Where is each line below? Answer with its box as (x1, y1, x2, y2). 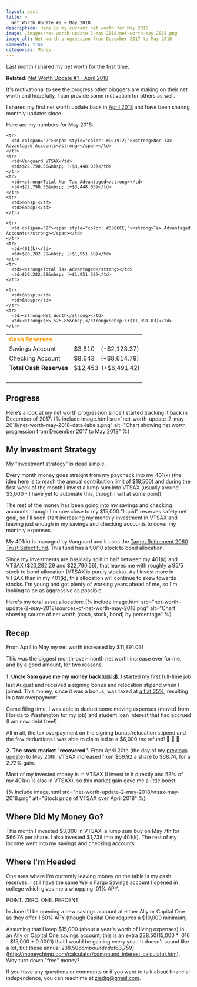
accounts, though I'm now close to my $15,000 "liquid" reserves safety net (6, 508, 187, 515)
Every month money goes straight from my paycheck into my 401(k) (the (6, 472, 182, 479)
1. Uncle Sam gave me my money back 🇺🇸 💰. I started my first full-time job (6, 673, 191, 680)
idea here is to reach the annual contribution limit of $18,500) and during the (6, 478, 191, 485)
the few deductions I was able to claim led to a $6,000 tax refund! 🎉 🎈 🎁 (6, 736, 180, 743)
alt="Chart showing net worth (113, 421, 186, 428)
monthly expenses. (6, 527, 52, 534)
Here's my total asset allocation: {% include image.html (6, 598, 140, 606)
